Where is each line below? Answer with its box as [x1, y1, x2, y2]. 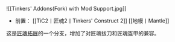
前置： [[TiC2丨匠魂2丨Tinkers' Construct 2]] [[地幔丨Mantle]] [14, 17, 170, 24]
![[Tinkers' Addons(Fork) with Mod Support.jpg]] [6, 5, 127, 12]
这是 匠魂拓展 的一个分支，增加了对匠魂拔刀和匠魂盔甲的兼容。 [6, 30, 160, 37]
